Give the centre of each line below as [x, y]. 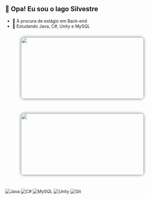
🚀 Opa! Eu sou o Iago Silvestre [52, 9]
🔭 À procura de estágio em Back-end [50, 21]
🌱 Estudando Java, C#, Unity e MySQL [51, 26]
